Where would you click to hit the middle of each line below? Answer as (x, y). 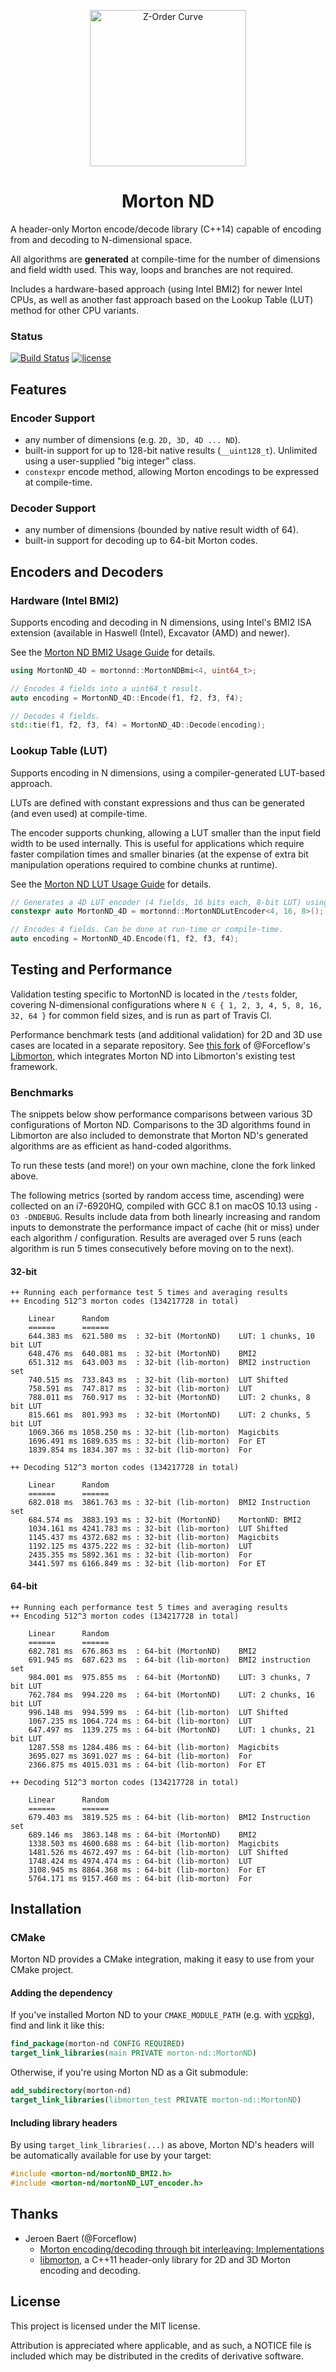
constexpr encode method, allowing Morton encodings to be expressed (172, 471)
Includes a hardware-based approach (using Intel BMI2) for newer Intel (156, 289)
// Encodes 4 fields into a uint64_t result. (106, 688)
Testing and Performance (91, 970)
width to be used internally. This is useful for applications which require (157, 843)
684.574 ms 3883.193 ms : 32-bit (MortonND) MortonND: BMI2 (165, 1520)
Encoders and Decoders (87, 571)
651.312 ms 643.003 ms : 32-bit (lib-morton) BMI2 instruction (169, 1363)
